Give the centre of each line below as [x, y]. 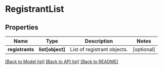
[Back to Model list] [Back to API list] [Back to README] [62, 62]
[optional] [144, 49]
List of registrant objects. [99, 49]
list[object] [52, 49]
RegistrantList [35, 9]
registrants [21, 49]
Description [99, 41]
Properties [22, 27]
